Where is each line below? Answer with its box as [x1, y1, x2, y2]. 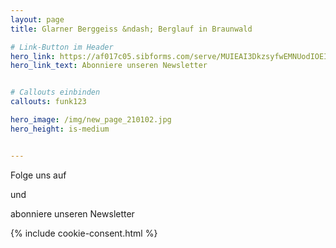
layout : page [10, 14, 65, 25]
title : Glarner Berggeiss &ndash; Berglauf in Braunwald [10, 24, 253, 34]
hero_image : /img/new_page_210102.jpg [10, 115, 172, 125]
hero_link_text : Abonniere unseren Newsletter [10, 61, 208, 71]
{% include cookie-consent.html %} [10, 227, 158, 239]
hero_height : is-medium [10, 124, 110, 134]
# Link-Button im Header [10, 42, 114, 52]
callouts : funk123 [10, 97, 87, 107]
